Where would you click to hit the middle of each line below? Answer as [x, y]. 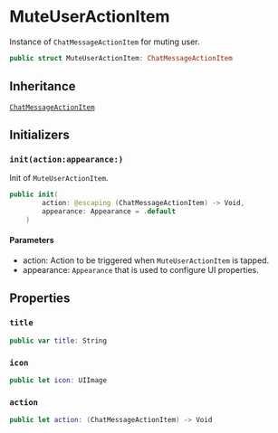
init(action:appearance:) [67, 159]
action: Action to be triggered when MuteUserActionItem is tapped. [146, 260]
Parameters [32, 240]
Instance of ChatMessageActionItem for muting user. [105, 42]
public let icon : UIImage [58, 380]
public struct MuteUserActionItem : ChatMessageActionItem [121, 58]
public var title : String [58, 341]
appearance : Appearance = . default [109, 212]
